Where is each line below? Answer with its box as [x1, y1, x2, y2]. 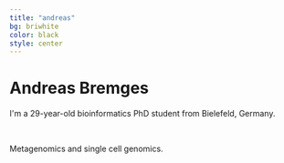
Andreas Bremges [9, 78, 149, 98]
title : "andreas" [9, 13, 76, 23]
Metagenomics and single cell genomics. [9, 143, 163, 155]
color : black [9, 30, 59, 39]
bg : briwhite [9, 22, 59, 31]
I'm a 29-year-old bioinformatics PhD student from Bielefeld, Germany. [9, 108, 276, 119]
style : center [9, 38, 64, 48]
